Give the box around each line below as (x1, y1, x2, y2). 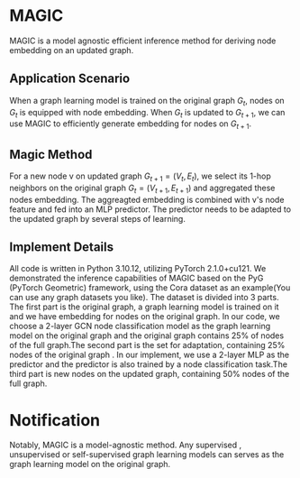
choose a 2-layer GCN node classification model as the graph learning (9, 321, 271, 332)
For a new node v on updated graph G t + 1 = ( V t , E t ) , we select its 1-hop (9, 170, 272, 183)
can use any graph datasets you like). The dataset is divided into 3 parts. (9, 292, 279, 303)
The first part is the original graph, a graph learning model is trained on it (9, 301, 279, 312)
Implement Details (9, 239, 114, 254)
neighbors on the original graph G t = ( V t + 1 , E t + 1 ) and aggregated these (9, 182, 276, 195)
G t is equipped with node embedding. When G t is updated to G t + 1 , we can (9, 106, 286, 120)
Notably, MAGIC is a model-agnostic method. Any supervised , (9, 439, 242, 451)
